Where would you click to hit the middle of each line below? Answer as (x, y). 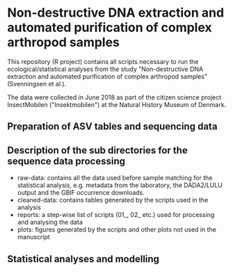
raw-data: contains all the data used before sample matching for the (115, 178)
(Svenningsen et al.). (37, 83)
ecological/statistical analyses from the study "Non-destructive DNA (105, 69)
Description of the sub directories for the (97, 150)
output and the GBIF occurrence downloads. (81, 193)
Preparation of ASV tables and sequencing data (112, 127)
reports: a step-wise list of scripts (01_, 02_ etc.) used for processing (116, 215)
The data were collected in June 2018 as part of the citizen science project (114, 97)
